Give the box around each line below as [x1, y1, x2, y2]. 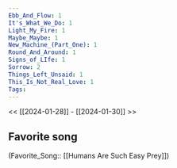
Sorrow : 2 [8, 63, 41, 71]
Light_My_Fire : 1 [8, 26, 66, 34]
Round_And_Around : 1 [8, 48, 77, 56]
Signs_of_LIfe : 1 [8, 56, 66, 64]
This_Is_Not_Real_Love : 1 [8, 78, 94, 86]
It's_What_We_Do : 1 [8, 19, 73, 27]
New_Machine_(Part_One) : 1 [8, 41, 98, 49]
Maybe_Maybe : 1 [8, 33, 59, 42]
